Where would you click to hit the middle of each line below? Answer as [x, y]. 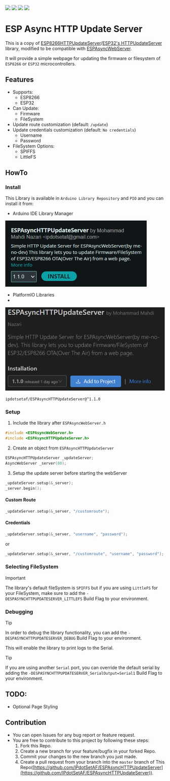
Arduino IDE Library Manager [43, 214]
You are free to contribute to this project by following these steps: [81, 740]
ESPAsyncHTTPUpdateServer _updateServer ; [50, 458]
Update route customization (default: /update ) [60, 124]
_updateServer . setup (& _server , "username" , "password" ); [67, 534]
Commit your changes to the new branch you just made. [79, 756]
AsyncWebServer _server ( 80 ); [36, 463]
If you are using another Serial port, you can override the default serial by [83, 668]
